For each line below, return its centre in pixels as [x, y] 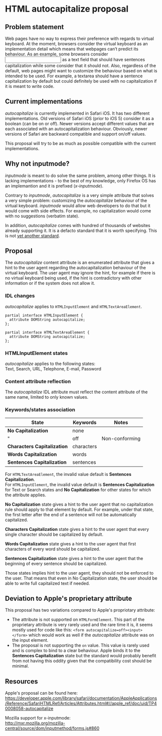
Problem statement [35, 27]
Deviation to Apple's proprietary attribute [68, 599]
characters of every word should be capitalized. [53, 549]
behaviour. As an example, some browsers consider [57, 54]
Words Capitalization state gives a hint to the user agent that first [71, 543]
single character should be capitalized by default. [54, 534]
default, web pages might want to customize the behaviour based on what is [81, 71]
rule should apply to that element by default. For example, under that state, [79, 509]
